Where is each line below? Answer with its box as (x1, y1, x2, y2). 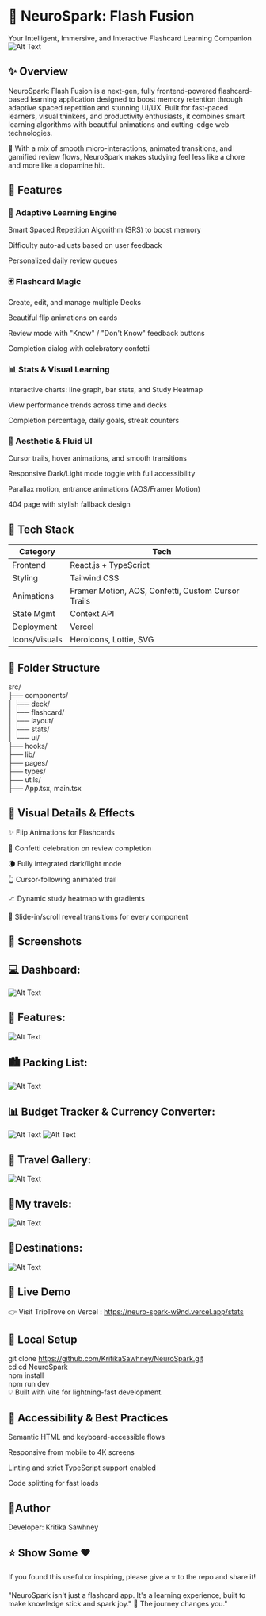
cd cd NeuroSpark (8, 1362, 69, 1372)
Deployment (12, 621, 58, 632)
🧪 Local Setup (8, 1333, 78, 1347)
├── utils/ (8, 774, 41, 785)
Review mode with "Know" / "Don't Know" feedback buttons (8, 328, 205, 337)
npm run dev (8, 1379, 50, 1389)
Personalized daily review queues (8, 256, 118, 265)
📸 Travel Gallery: (8, 1153, 92, 1167)
